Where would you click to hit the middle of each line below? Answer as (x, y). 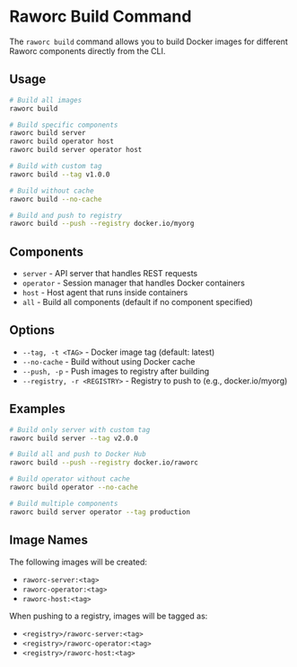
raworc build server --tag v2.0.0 (74, 438)
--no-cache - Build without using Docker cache (109, 361)
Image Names (48, 541)
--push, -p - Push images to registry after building (116, 371)
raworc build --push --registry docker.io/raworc (104, 463)
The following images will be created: (79, 562)
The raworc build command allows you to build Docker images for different (149, 41)
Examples (37, 409)
